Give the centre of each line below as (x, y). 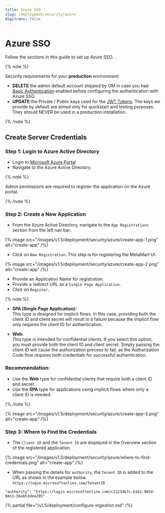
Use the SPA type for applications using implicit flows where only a (80, 389)
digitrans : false (23, 19)
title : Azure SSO (23, 10)
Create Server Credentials (46, 137)
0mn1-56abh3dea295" (25, 496)
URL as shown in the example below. (49, 477)
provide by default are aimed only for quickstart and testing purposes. (83, 107)
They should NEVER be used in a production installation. (69, 112)
